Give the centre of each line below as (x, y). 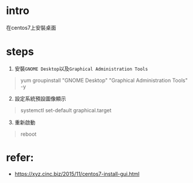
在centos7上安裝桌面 (31, 27)
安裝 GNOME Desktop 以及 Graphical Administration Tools (81, 68)
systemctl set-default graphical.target (66, 110)
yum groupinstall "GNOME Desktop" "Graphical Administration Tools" (104, 80)
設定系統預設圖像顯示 (40, 98)
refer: (20, 158)
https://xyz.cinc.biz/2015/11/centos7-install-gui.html (77, 174)
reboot (28, 134)
